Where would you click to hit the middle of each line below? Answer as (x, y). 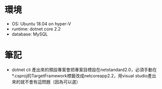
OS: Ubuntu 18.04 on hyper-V (41, 24)
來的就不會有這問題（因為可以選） (46, 82)
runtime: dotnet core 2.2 (36, 29)
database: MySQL (30, 34)
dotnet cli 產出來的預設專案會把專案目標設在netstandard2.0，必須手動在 (84, 70)
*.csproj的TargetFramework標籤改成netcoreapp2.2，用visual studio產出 (84, 75)
